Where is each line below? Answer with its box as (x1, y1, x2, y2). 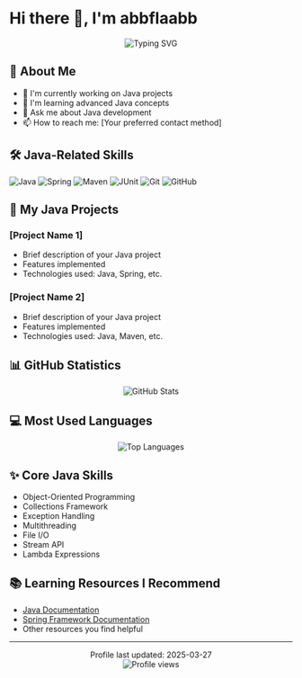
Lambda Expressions (22, 549, 101, 559)
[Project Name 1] (9, 228, 84, 241)
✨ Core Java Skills (9, 468, 114, 483)
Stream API (22, 539, 65, 549)
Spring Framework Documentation (22, 613, 150, 624)
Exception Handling (22, 510, 95, 521)
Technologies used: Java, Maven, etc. (22, 330, 164, 341)
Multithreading (22, 520, 77, 531)
